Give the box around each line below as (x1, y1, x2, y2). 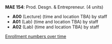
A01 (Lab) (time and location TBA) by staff (12, 19, 99, 24)
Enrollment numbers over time (5, 34, 67, 39)
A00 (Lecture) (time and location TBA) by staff (12, 14, 108, 19)
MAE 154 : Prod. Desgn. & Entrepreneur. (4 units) (5, 4, 104, 10)
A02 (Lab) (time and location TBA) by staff (12, 24, 100, 30)
